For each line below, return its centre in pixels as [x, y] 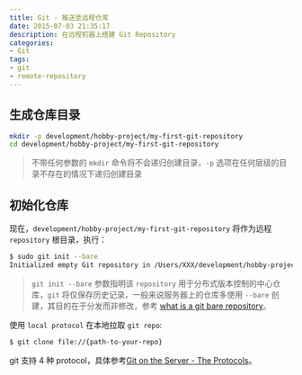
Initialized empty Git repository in [80, 265]
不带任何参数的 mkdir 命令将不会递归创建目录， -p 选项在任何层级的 [155, 163]
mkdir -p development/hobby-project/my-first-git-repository [126, 136]
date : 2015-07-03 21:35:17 [60, 26]
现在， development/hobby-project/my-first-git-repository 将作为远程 [141, 228]
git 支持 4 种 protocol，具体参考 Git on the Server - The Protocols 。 [133, 360]
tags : [19, 59]
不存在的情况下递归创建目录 [90, 174]
